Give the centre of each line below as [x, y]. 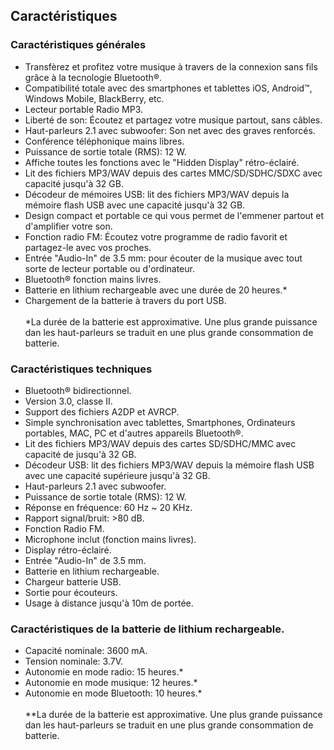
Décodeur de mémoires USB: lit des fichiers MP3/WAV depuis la [157, 194]
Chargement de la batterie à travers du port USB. [125, 300]
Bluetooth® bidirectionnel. [78, 390]
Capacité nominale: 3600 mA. [86, 651]
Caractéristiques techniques [81, 369]
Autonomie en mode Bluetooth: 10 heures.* [113, 693]
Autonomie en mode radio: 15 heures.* [104, 672]
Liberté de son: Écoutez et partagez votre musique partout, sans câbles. [173, 120]
